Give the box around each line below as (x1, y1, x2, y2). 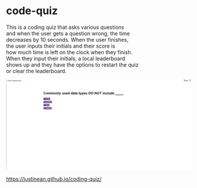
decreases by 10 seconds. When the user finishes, (6, 36, 129, 43)
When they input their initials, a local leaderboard (6, 55, 126, 62)
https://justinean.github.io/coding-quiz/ (6, 175, 102, 182)
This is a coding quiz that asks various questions (6, 24, 124, 31)
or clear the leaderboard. (6, 67, 67, 74)
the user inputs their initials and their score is (6, 42, 116, 50)
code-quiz (6, 4, 58, 18)
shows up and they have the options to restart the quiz (6, 61, 139, 68)
